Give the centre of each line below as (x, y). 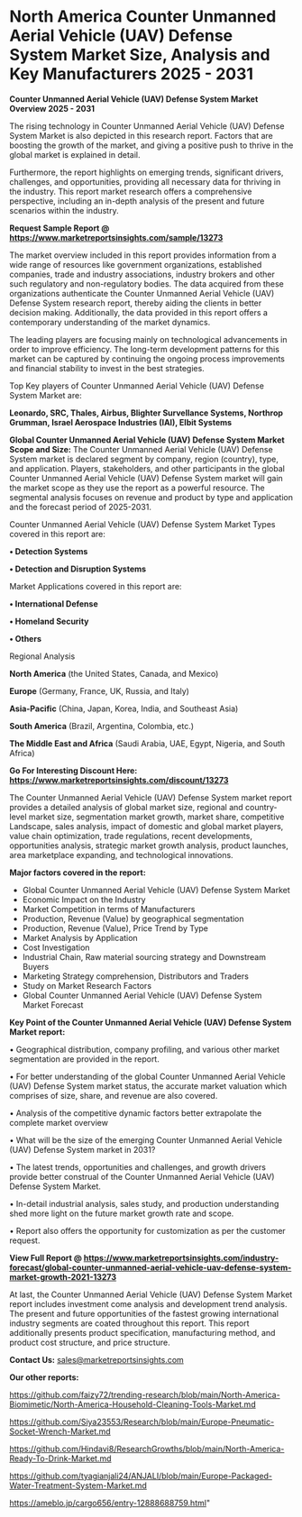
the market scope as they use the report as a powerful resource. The (137, 488)
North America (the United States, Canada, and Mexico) (114, 673)
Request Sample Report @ (59, 228)
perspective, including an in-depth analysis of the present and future (137, 201)
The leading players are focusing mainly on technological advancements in (148, 339)
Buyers (36, 966)
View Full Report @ (46, 1257)
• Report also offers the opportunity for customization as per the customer (147, 1230)
